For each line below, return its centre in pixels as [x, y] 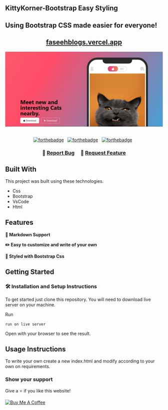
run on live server [25, 324]
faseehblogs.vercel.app [84, 42]
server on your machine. [30, 304]
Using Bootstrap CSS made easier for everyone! [81, 25]
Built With [21, 169]
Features [19, 223]
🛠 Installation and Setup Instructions [51, 286]
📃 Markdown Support [28, 234]
